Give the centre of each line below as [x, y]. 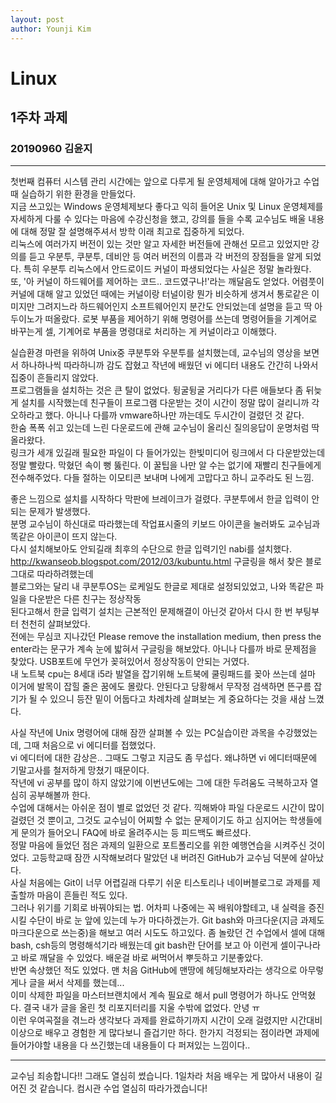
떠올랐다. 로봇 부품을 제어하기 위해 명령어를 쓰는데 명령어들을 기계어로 [181, 319]
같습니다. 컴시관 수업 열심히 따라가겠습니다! [123, 1088]
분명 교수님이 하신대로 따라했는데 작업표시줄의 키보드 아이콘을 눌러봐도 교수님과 [165, 524]
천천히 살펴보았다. [55, 624]
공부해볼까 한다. [59, 795]
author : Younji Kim [51, 29]
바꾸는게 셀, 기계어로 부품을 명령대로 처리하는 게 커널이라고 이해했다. [143, 332]
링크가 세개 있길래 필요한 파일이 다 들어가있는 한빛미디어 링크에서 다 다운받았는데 [168, 453]
